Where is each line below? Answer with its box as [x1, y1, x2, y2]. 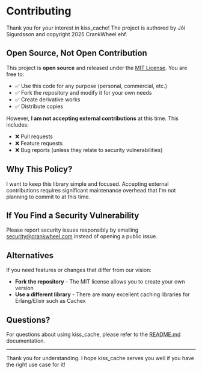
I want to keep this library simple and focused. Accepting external [6, 180, 169, 188]
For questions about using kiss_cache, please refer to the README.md [6, 331, 181, 338]
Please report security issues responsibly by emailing [6, 226, 139, 233]
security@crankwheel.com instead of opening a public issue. [6, 233, 158, 240]
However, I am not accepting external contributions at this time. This [6, 115, 179, 122]
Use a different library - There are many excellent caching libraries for [14, 291, 191, 298]
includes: [6, 121, 29, 128]
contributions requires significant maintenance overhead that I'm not [6, 186, 176, 194]
